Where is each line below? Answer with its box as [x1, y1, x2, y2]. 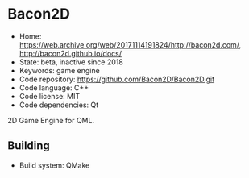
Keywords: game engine [19, 65, 100, 75]
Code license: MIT [19, 91, 81, 101]
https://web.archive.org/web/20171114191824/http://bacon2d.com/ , [19, 39, 242, 49]
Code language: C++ [19, 82, 89, 93]
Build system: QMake [19, 160, 90, 170]
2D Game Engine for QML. [7, 115, 94, 125]
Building [7, 139, 50, 153]
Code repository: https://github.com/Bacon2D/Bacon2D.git [19, 74, 215, 84]
